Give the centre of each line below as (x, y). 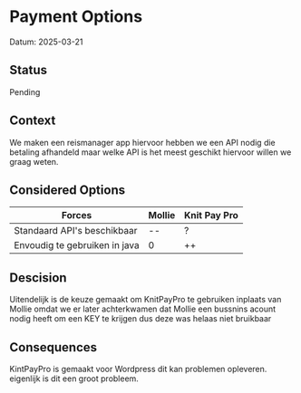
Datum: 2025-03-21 (46, 42)
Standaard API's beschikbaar (76, 231)
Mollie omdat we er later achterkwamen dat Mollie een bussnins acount (143, 309)
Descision (38, 278)
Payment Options (76, 17)
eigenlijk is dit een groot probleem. (74, 379)
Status (29, 70)
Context (33, 121)
